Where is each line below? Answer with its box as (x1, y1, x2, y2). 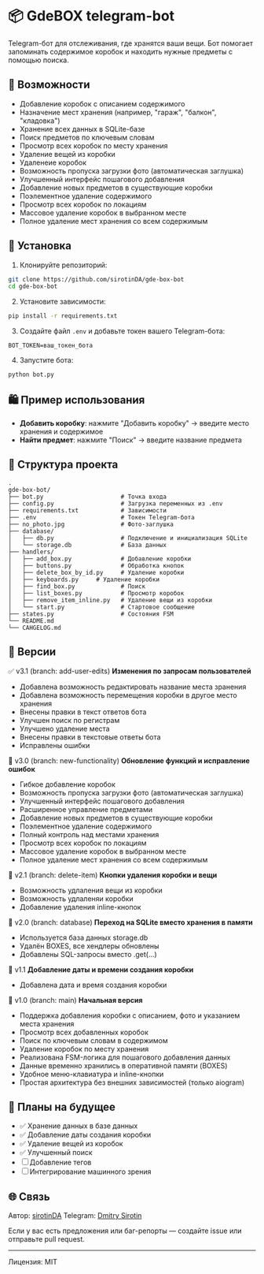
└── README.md (8, 617, 55, 624)
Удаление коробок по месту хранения (19, 1044, 149, 1053)
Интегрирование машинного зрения (29, 1167, 152, 1176)
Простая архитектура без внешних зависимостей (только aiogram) (19, 1078, 245, 1087)
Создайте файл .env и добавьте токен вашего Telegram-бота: (19, 326, 225, 336)
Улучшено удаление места (19, 724, 110, 733)
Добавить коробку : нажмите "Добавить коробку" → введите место (19, 418, 250, 427)
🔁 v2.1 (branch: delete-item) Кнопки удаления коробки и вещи (8, 870, 218, 880)
